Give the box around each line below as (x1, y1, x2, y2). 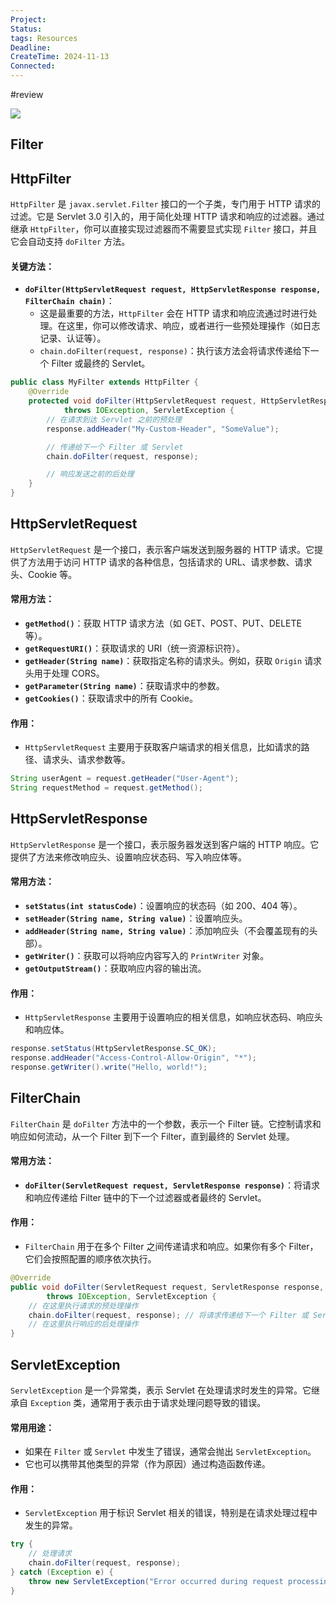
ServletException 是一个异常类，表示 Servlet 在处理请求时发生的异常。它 (10, 1384, 312, 1396)
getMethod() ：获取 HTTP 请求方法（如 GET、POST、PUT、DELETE (24, 617, 302, 630)
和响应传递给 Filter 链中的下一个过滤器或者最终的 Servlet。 (24, 1191, 267, 1203)
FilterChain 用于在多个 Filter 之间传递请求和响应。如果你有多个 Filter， (24, 1241, 319, 1253)
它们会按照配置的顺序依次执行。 (24, 1253, 157, 1265)
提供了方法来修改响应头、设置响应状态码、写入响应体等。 (10, 851, 247, 863)
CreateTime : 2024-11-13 (10, 52, 110, 62)
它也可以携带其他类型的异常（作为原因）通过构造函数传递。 (24, 1458, 271, 1470)
